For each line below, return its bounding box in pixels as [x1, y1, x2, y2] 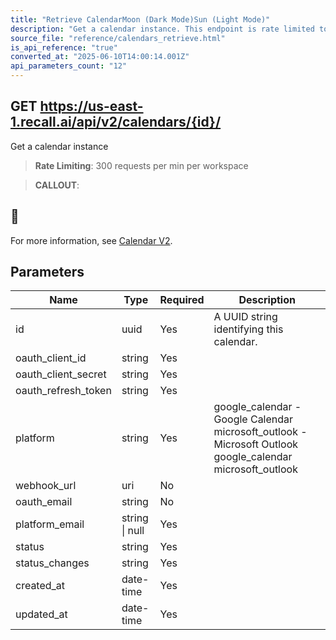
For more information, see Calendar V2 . [10, 234, 173, 246]
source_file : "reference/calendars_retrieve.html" [10, 33, 226, 43]
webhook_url [15, 479, 77, 493]
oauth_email [15, 495, 73, 509]
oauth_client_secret [15, 367, 107, 381]
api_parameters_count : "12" [10, 61, 128, 71]
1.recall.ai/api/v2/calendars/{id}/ [10, 114, 222, 131]
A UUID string [213, 310, 278, 324]
